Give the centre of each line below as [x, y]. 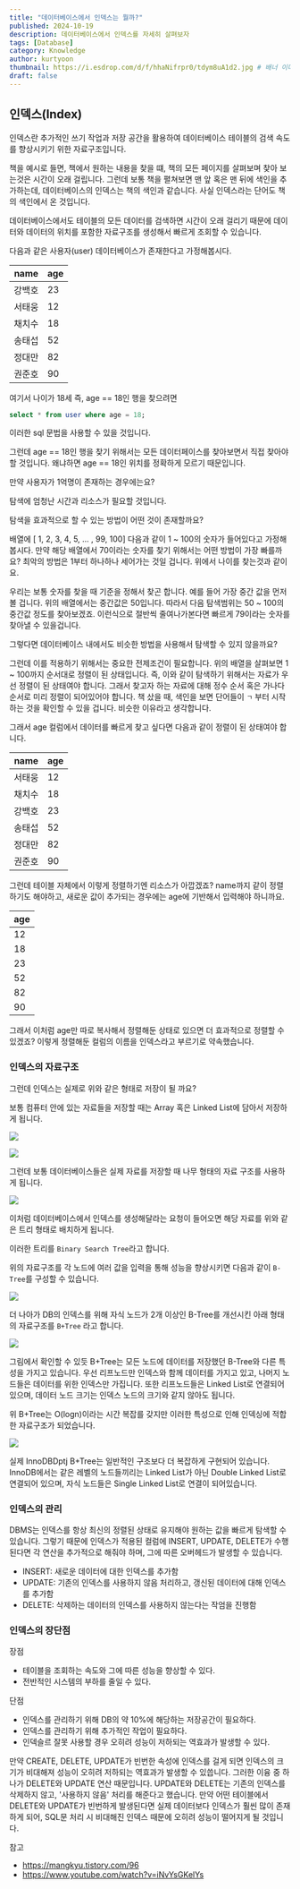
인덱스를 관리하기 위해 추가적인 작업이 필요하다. [104, 1731]
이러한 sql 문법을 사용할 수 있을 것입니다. [80, 433]
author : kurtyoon [42, 59]
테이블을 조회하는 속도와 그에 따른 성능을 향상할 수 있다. [119, 1671]
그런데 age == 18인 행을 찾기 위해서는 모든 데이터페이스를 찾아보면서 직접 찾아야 [149, 452]
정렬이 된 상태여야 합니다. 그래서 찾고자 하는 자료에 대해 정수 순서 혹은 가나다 [152, 686]
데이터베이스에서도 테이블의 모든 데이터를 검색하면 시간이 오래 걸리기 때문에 [141, 220]
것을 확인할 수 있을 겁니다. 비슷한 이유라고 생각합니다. [118, 708]
